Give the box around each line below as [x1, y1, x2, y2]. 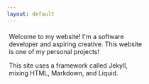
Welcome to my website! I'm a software [9, 32, 125, 41]
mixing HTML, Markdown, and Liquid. [9, 68, 118, 77]
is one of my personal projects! [9, 47, 100, 56]
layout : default [6, 10, 55, 18]
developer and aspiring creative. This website [9, 40, 143, 48]
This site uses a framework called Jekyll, [9, 61, 128, 70]
